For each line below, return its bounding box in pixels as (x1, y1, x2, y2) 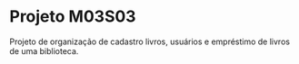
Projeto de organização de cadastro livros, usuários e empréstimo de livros (9, 36, 291, 47)
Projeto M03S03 (9, 6, 136, 27)
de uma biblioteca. (9, 45, 79, 56)
